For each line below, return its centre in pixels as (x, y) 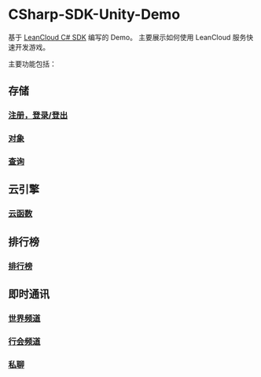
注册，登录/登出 (38, 116)
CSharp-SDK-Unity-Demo (94, 15)
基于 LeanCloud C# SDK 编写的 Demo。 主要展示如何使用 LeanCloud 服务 (127, 37)
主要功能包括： (32, 64)
